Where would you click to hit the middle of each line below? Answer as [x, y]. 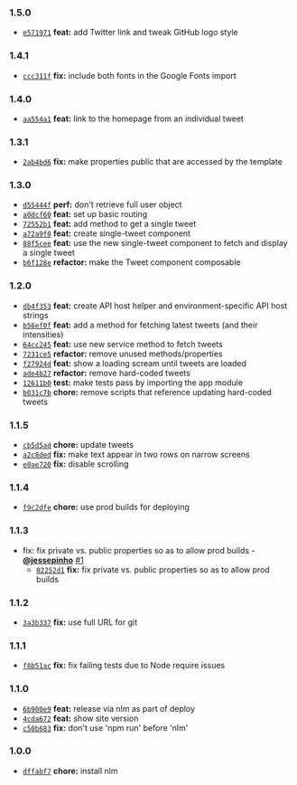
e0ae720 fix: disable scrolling [75, 464]
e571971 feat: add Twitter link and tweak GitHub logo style [130, 33]
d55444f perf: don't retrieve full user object [102, 204]
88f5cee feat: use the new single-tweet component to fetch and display [155, 243]
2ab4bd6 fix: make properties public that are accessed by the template [152, 162]
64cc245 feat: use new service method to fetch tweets [122, 344]
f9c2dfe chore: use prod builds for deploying [106, 507]
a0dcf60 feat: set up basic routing [85, 214]
